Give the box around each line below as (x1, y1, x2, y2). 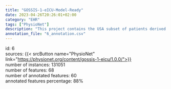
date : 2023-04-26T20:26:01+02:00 (5, 12, 77, 17)
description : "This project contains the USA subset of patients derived (5, 27, 166, 32)
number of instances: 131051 (5, 62, 66, 68)
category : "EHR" (5, 17, 40, 22)
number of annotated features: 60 (5, 73, 77, 78)
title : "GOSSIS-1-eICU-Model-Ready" (5, 7, 83, 13)
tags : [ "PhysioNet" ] (5, 21, 50, 27)
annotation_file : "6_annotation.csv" (5, 31, 86, 36)
